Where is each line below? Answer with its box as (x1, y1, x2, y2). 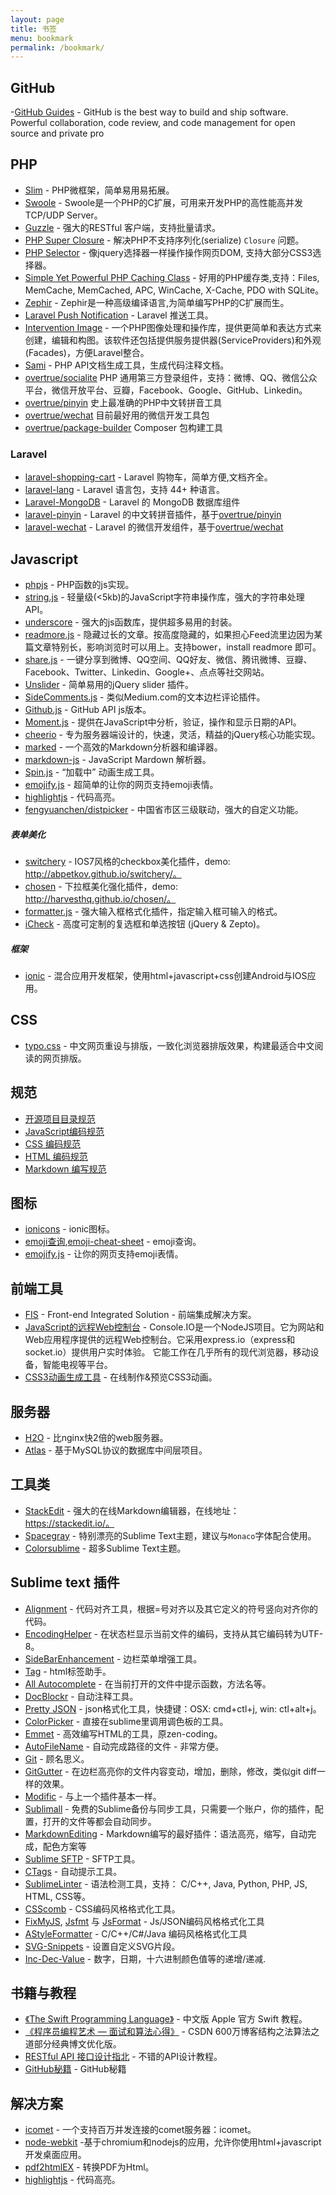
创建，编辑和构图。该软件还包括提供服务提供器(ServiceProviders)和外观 (24, 334, 322, 346)
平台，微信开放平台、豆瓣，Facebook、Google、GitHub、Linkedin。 (24, 384, 308, 396)
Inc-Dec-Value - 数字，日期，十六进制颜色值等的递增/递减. (24, 1952, 267, 1965)
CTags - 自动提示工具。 (24, 1865, 123, 1877)
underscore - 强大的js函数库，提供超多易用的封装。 (24, 616, 238, 628)
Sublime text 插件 (10, 1574, 120, 1591)
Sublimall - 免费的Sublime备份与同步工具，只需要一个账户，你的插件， (24, 1802, 315, 1815)
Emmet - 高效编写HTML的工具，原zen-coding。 (24, 1727, 223, 1740)
